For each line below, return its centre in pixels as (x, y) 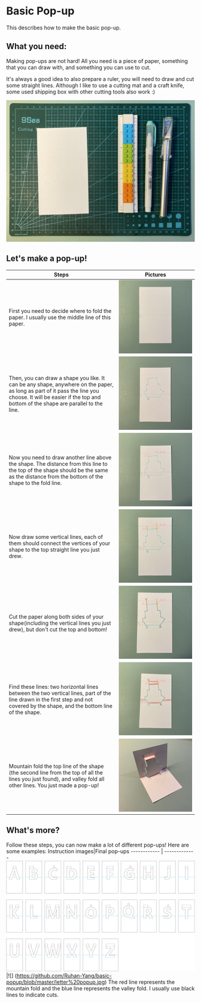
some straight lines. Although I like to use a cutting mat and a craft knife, (95, 85)
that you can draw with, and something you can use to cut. (79, 67)
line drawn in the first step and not (51, 699)
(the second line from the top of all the (56, 772)
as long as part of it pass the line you (54, 390)
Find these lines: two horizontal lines (54, 686)
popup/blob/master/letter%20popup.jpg (56, 982)
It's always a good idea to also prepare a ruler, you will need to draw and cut (100, 79)
